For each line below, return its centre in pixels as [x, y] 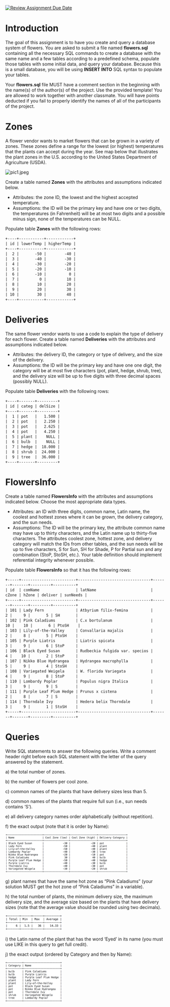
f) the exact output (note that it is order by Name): [57, 826]
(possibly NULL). [30, 381]
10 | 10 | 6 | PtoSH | [43, 625]
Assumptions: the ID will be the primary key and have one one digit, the [87, 365]
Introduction [32, 28]
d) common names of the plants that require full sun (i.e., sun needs [76, 801]
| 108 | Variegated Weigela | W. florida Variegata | [79, 671]
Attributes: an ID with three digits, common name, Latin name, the [81, 511]
